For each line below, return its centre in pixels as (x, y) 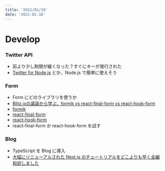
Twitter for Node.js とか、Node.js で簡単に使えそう (65, 72)
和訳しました (25, 163)
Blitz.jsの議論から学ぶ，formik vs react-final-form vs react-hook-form (84, 103)
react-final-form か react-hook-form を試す (57, 126)
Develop (23, 39)
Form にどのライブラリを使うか (45, 97)
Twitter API (19, 54)
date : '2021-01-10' (25, 14)
